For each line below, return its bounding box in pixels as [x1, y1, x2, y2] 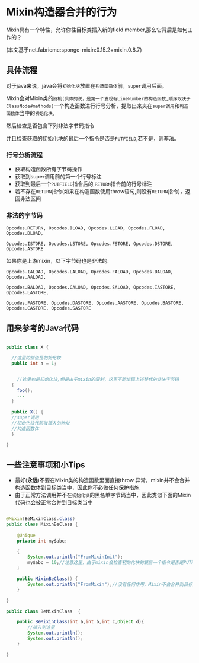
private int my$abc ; [17, 538, 68, 544]
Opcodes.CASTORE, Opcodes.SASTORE [6, 305, 92, 311]
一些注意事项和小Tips [6, 460, 85, 470]
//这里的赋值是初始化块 [11, 355, 61, 361]
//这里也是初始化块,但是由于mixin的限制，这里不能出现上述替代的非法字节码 [17, 376, 179, 383]
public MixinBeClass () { [17, 576, 78, 582]
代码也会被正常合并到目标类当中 [14, 499, 93, 506]
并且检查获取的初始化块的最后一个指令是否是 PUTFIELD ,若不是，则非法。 [6, 135, 179, 142]
